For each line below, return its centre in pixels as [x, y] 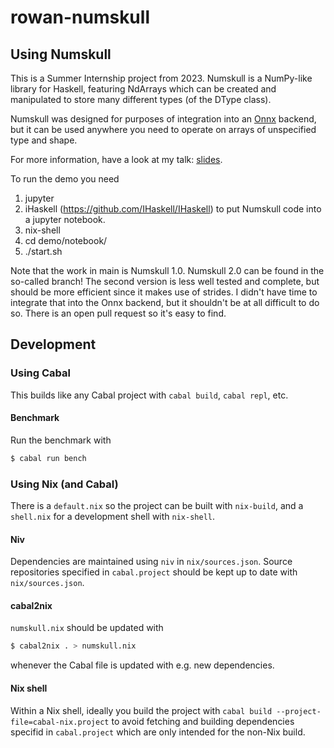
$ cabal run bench [48, 458]
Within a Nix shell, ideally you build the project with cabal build [141, 710]
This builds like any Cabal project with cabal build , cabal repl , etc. [149, 395]
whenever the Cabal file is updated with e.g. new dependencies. [142, 665]
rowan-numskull [80, 17]
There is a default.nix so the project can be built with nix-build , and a [157, 506]
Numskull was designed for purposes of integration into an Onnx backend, [163, 119]
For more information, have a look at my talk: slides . [116, 159]
